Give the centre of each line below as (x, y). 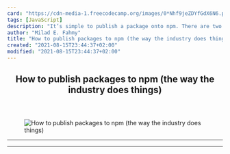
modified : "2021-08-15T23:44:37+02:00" (64, 52)
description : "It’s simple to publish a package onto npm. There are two (115, 26)
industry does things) (115, 90)
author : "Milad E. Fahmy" (44, 33)
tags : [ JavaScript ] (35, 20)
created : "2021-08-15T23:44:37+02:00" (62, 45)
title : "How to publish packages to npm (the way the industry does (107, 39)
